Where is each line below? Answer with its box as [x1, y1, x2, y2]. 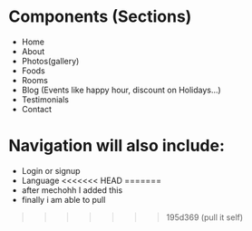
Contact [21, 103, 52, 114]
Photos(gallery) [21, 55, 80, 66]
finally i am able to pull [21, 194, 106, 205]
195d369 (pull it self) [166, 211, 244, 223]
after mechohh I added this [21, 184, 123, 196]
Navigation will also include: [8, 136, 226, 156]
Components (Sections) [8, 6, 192, 27]
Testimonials [21, 93, 70, 105]
